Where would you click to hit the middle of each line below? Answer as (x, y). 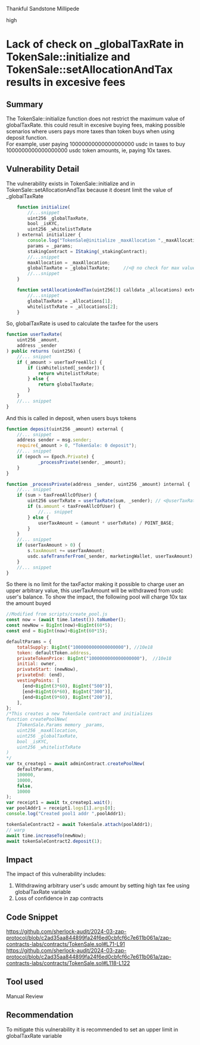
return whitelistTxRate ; (69, 373)
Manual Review (25, 996)
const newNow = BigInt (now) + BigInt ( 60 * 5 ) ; (60, 625)
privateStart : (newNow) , (48, 670)
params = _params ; (50, 246)
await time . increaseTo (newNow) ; (46, 836)
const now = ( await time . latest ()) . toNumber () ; (66, 620)
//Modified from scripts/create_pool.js (57, 614)
